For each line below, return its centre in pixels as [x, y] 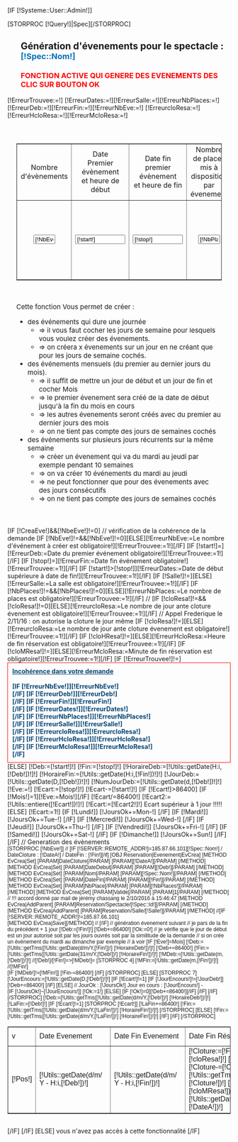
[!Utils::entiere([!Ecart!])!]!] [46, 804]
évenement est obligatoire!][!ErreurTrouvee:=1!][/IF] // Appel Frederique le [115, 614]
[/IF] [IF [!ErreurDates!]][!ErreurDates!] [70, 709]
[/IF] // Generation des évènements [58, 842]
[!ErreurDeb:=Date [34, 553]
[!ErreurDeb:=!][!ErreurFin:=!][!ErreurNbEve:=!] [75, 107]
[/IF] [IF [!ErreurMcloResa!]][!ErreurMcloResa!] [83, 746]
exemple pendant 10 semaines [86, 465]
